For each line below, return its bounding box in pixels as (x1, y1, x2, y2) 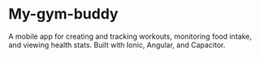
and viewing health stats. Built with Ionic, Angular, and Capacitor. (8, 39, 226, 49)
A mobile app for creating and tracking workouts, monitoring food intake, (8, 31, 252, 41)
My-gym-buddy (8, 5, 119, 23)
